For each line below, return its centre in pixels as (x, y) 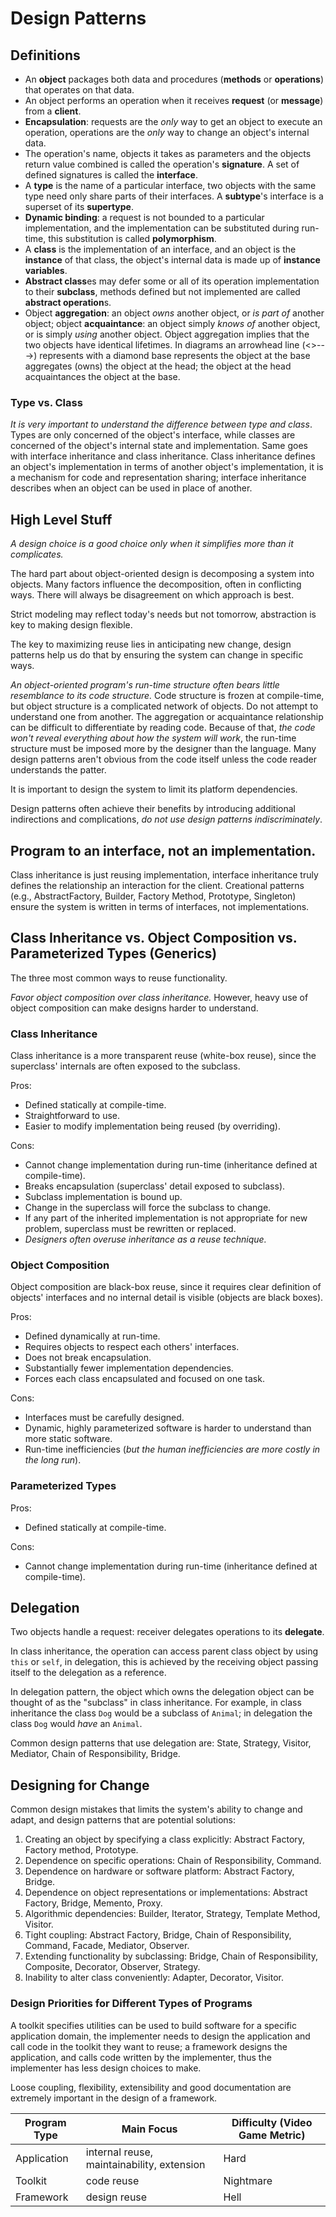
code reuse (112, 2180)
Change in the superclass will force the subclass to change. (148, 1208)
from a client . (53, 111)
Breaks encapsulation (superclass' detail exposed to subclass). (155, 1186)
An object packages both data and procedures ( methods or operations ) (174, 79)
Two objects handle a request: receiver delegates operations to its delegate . (167, 1632)
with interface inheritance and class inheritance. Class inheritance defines (163, 456)
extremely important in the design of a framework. (114, 2098)
